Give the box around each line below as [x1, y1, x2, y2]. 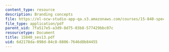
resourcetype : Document [5, 30, 55, 35]
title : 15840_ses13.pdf [5, 35, 55, 40]
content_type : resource [5, 7, 55, 12]
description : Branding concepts [5, 12, 73, 17]
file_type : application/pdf [5, 21, 64, 26]
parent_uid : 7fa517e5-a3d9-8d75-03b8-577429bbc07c [5, 26, 114, 31]
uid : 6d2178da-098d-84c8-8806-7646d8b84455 [5, 40, 98, 45]
